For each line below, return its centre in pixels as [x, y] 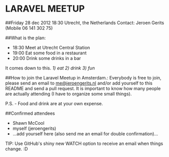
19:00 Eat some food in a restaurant [49, 53]
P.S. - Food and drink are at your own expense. [54, 103]
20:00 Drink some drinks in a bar [47, 58]
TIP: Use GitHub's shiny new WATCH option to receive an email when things [84, 143]
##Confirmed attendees [30, 113]
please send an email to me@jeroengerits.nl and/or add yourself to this [79, 83]
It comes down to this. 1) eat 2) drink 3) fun [50, 68]
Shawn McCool [28, 123]
